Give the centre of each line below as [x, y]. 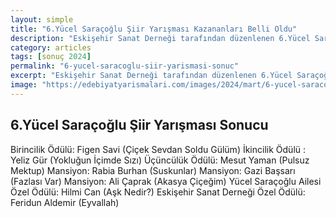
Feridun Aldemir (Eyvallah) [65, 202]
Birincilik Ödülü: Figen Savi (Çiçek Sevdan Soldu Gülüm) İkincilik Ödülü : [158, 149]
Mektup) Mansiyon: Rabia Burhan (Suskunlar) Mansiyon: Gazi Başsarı [153, 170]
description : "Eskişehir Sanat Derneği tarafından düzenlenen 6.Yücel [160, 38]
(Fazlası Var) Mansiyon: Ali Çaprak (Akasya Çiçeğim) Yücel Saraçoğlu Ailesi [166, 181]
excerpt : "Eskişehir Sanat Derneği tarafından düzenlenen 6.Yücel [151, 76]
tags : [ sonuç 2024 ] [51, 57]
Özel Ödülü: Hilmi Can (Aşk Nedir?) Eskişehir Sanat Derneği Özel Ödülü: [158, 192]
